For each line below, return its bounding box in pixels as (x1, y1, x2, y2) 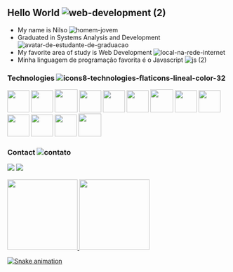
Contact (7, 148, 36, 157)
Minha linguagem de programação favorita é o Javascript (17, 56, 184, 64)
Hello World (7, 7, 60, 19)
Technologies (7, 73, 55, 83)
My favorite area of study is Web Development (17, 48, 152, 56)
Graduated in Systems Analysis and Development (17, 33, 161, 41)
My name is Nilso (17, 25, 68, 34)
